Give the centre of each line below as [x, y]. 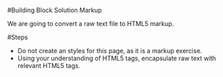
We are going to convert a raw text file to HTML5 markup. [91, 23]
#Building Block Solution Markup [55, 10]
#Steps [18, 37]
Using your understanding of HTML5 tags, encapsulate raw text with [117, 58]
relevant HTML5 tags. [49, 65]
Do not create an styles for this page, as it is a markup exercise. [110, 51]
